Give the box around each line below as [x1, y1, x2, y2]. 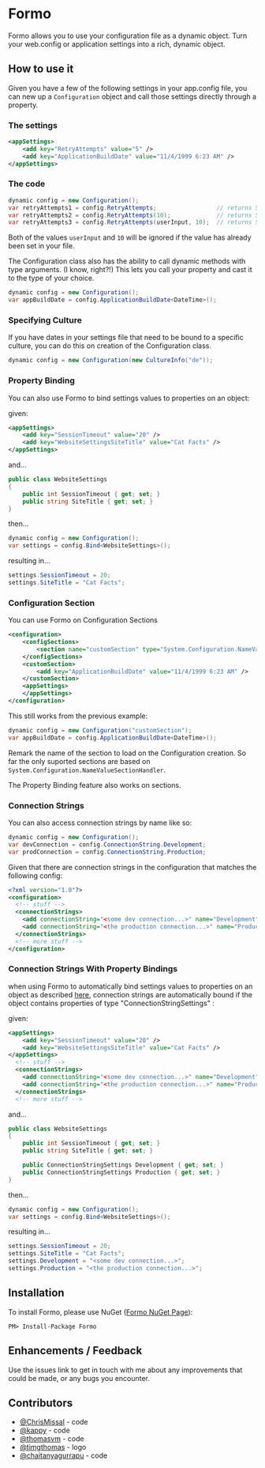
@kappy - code [19, 1425, 71, 1436]
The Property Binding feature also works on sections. [8, 780, 181, 789]
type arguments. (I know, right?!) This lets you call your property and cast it [8, 265, 252, 274]
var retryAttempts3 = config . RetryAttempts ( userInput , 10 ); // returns [8, 218, 252, 226]
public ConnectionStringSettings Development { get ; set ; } [22, 1161, 224, 1169]
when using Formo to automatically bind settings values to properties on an [8, 982, 253, 991]
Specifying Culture [8, 315, 83, 326]
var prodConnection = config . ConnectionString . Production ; [8, 848, 207, 856]
